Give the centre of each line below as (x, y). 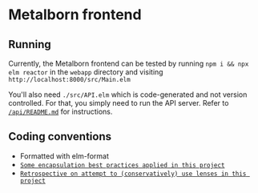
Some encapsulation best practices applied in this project (122, 165)
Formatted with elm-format (64, 156)
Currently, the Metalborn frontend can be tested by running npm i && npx (129, 63)
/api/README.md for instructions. (60, 111)
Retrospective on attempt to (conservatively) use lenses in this (133, 174)
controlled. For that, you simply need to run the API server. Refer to (119, 103)
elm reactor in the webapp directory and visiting (86, 72)
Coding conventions (60, 137)
